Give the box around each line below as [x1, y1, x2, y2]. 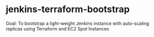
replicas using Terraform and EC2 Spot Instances [6, 25, 109, 31]
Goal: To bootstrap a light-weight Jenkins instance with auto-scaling [6, 20, 149, 26]
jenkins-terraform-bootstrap [6, 4, 130, 15]
